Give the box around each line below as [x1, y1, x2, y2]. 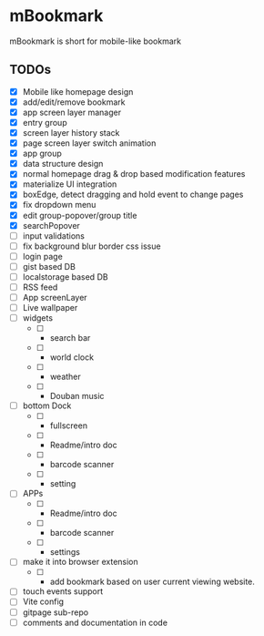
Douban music [49, 391, 105, 402]
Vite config [22, 596, 65, 607]
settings [49, 547, 80, 558]
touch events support [22, 586, 104, 597]
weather [49, 371, 82, 383]
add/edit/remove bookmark [22, 97, 126, 108]
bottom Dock [22, 400, 72, 411]
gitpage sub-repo [22, 607, 89, 618]
